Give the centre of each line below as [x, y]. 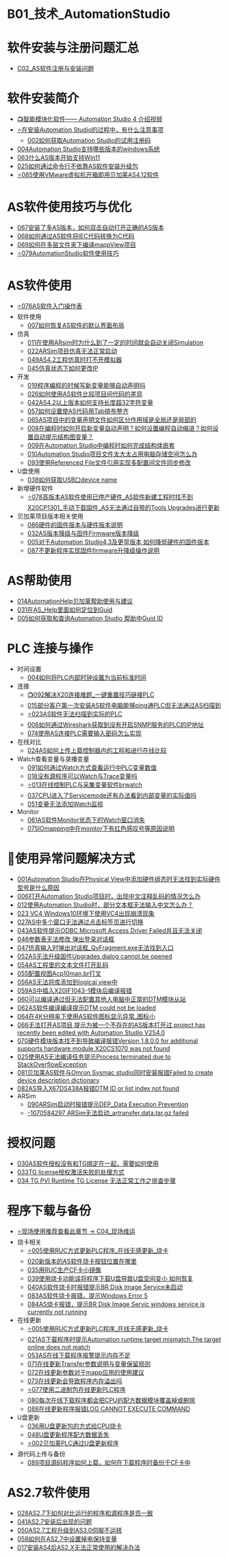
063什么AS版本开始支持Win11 [59, 158]
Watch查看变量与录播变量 [53, 758]
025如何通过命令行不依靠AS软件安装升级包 [78, 166]
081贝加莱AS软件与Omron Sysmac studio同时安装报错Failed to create [115, 1072]
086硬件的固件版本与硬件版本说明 [75, 524]
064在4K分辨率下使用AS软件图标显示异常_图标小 [86, 1016]
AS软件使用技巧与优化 [69, 207]
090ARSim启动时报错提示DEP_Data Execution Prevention [108, 1104]
